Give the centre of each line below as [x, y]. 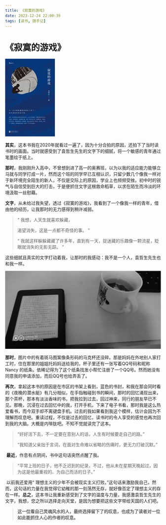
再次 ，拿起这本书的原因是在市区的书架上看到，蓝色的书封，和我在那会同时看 [83, 386]
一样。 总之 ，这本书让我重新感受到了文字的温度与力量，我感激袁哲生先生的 [85, 495]
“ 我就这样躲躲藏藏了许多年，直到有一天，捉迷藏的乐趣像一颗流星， [86, 241]
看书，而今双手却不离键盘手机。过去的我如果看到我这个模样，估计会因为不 [85, 411]
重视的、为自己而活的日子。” [67, 472]
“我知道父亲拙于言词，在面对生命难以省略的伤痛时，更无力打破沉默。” [87, 445]
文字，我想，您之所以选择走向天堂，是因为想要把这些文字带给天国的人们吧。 [83, 501]
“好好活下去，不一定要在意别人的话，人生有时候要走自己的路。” [81, 434]
